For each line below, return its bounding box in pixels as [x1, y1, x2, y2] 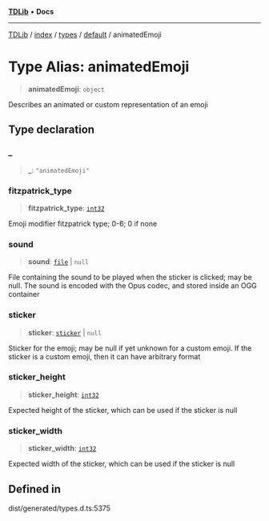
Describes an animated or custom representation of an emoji [8, 99, 208, 109]
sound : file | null [27, 257, 90, 267]
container [8, 290, 40, 299]
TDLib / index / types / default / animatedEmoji [8, 30, 163, 39]
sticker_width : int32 [27, 443, 97, 453]
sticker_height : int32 [27, 390, 100, 399]
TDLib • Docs [8, 7, 54, 16]
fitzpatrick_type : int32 [27, 203, 106, 213]
